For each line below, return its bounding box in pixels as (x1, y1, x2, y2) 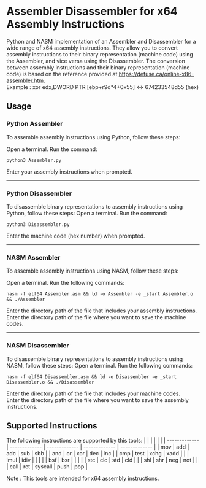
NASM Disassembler (6, 341, 69, 350)
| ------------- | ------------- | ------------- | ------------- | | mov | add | (6, 443, 189, 451)
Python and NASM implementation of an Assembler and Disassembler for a (6, 37, 196, 45)
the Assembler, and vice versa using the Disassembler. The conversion (6, 57, 186, 64)
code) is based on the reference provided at (6, 70, 118, 77)
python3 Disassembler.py (6, 221, 70, 228)
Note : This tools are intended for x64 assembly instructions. (6, 474, 159, 482)
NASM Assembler (6, 253, 61, 261)
